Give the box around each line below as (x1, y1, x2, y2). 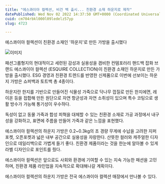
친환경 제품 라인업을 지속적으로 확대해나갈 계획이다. (15, 163, 114, 169)
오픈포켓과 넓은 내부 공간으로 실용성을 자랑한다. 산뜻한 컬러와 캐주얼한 (15, 134, 149, 140)
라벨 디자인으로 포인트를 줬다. (5, 147, 62, 153)
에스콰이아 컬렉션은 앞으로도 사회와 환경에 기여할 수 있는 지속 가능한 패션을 (5, 157, 148, 163)
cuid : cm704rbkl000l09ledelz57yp (5, 16, 74, 21)
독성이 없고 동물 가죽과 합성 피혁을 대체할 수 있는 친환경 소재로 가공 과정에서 (5, 111, 151, 118)
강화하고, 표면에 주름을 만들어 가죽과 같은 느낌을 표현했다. (14, 118, 124, 124)
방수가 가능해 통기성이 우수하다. (10, 101, 71, 107)
